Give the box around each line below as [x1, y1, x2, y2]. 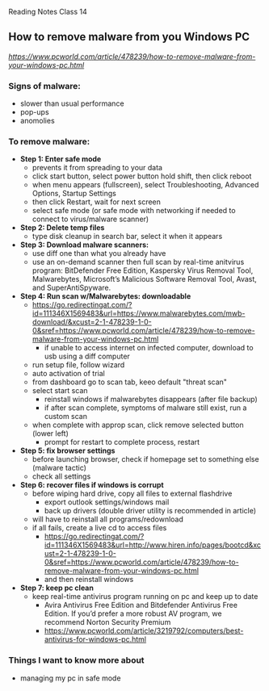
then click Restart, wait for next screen [32, 197, 162, 207]
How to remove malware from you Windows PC [8, 30, 250, 44]
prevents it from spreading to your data [32, 163, 163, 173]
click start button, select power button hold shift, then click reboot [32, 171, 252, 181]
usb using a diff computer [44, 351, 131, 362]
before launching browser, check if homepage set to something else [32, 454, 260, 464]
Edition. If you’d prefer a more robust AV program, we [44, 609, 222, 618]
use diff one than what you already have [32, 249, 166, 258]
